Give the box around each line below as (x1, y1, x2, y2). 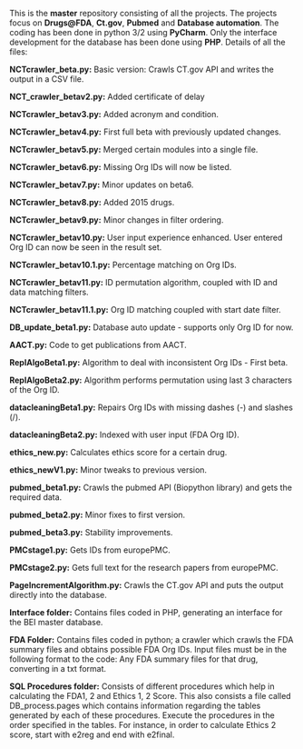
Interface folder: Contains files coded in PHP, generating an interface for (9, 607, 283, 617)
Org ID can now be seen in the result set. (9, 242, 162, 253)
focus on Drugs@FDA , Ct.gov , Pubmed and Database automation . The (9, 17, 279, 28)
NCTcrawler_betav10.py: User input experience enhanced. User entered (9, 232, 283, 243)
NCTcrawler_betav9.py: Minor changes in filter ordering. (9, 215, 224, 225)
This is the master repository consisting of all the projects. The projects (9, 8, 278, 18)
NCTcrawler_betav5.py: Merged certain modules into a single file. (9, 145, 259, 155)
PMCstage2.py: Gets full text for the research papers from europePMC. (9, 563, 279, 573)
